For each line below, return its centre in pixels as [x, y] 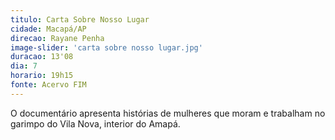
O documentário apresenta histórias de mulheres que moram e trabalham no [168, 113]
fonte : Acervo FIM [48, 85]
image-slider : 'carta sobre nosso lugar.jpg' [106, 47]
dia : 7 [24, 66]
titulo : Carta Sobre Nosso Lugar [80, 19]
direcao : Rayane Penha [57, 38]
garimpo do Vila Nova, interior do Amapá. [95, 123]
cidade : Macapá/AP [48, 29]
